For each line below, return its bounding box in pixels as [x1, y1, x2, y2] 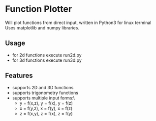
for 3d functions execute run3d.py [12, 57, 82, 63]
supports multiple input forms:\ [12, 95, 75, 101]
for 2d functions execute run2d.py [12, 52, 82, 58]
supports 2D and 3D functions [12, 84, 74, 90]
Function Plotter [5, 3, 72, 15]
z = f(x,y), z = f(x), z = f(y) [19, 110, 73, 116]
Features [5, 72, 33, 80]
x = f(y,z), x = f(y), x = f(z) [19, 105, 73, 111]
